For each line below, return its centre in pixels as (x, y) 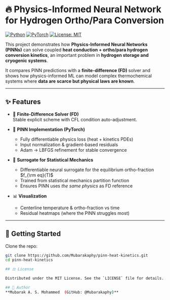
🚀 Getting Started (33, 234)
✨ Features (23, 102)
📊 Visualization (30, 196)
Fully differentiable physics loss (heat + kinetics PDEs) (77, 139)
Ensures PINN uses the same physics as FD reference (76, 186)
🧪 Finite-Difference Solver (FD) (46, 114)
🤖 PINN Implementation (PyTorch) (49, 129)
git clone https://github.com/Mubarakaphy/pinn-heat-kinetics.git (77, 255)
